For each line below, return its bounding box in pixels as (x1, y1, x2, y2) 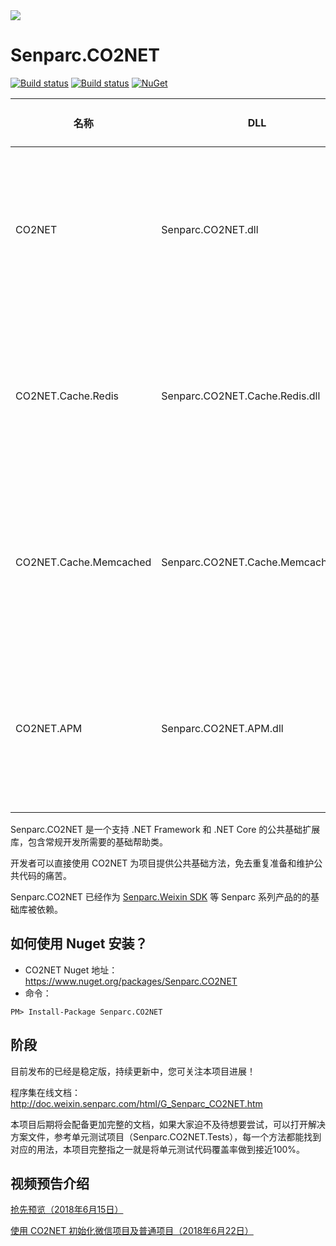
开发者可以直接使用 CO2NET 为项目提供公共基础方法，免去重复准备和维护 (10, 857, 315, 869)
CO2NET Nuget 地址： (24, 964, 118, 976)
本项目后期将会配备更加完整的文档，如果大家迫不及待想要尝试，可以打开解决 (10, 1118, 326, 1130)
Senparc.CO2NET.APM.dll (161, 721, 284, 735)
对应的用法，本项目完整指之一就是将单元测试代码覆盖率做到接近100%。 (10, 1143, 306, 1155)
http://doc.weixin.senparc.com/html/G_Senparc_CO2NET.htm (10, 1097, 263, 1109)
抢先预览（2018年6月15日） (10, 1204, 124, 1216)
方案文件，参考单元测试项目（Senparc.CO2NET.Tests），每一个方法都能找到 (10, 1130, 322, 1143)
